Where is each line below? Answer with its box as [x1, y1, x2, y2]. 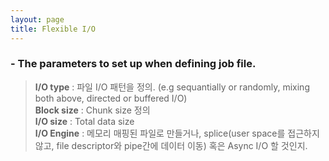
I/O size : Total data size [34, 115, 135, 127]
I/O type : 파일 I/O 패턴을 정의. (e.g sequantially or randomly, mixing [34, 81, 310, 93]
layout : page [10, 14, 65, 25]
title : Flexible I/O [10, 24, 97, 34]
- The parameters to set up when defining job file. [10, 57, 257, 71]
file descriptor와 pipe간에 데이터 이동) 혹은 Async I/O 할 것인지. [56, 139, 308, 151]
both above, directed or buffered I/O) [34, 92, 188, 104]
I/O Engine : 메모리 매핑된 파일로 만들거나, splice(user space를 [34, 127, 286, 139]
